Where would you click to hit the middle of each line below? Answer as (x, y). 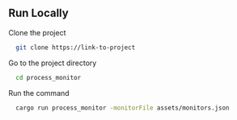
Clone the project (37, 32)
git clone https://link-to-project (76, 48)
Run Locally (38, 13)
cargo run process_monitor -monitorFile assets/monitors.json (123, 108)
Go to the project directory (53, 63)
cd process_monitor (49, 77)
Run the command (39, 93)
